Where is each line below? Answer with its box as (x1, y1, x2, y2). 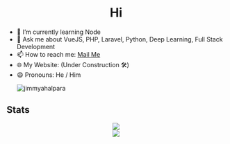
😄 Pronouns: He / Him (16, 71, 81, 79)
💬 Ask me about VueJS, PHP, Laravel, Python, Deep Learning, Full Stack (16, 35, 223, 43)
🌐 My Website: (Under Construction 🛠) (16, 60, 130, 69)
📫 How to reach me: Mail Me (16, 50, 101, 58)
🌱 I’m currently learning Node (16, 28, 101, 36)
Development (16, 42, 56, 51)
